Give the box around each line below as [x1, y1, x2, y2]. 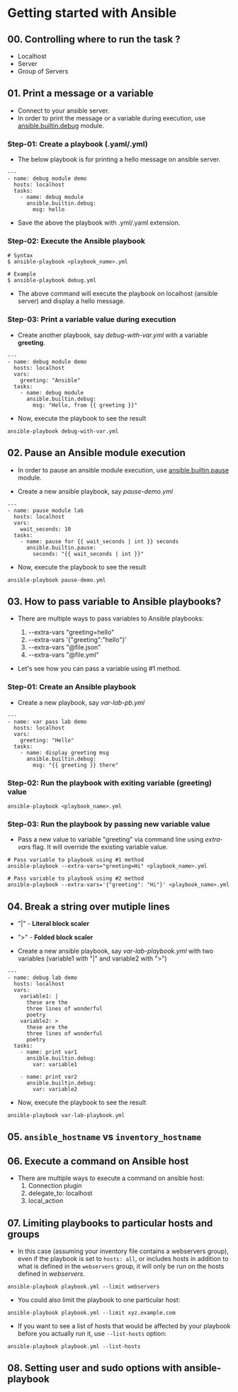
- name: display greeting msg [20, 749, 110, 756]
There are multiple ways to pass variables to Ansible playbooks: [17, 614, 204, 623]
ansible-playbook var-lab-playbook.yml [7, 1112, 125, 1119]
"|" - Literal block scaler [17, 919, 90, 928]
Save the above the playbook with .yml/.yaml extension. [17, 218, 181, 227]
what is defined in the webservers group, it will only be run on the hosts [17, 1262, 225, 1271]
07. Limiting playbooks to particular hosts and [7, 1217, 213, 1229]
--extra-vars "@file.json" [28, 643, 101, 652]
